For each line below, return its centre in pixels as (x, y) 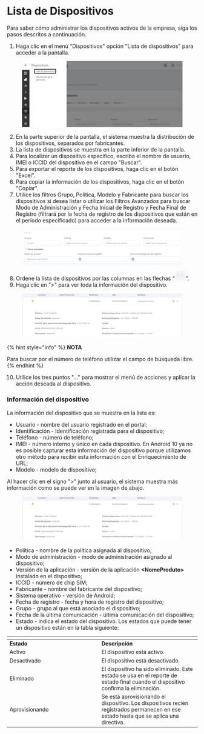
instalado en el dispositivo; (49, 576)
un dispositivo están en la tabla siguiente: (67, 628)
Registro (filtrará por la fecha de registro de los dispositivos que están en (107, 214)
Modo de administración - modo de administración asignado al (94, 557)
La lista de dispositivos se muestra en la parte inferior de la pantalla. (100, 149)
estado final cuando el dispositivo (143, 682)
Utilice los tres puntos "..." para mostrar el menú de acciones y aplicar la (105, 378)
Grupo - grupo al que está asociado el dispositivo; (78, 609)
